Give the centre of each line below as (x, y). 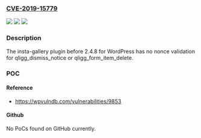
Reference (20, 88)
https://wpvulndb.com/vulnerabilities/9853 (68, 101)
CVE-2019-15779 (32, 8)
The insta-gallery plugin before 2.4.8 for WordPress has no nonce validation (101, 51)
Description (24, 38)
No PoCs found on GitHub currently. (51, 128)
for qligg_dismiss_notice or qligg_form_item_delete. (70, 57)
